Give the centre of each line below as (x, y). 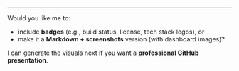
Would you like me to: (39, 18)
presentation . (28, 60)
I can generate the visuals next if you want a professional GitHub (103, 53)
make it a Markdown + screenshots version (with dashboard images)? (121, 39)
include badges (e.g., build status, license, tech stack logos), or (111, 32)
